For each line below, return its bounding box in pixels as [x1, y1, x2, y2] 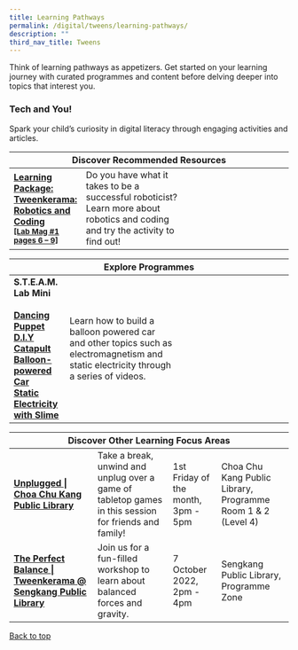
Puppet [13, 320, 45, 333]
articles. [9, 132, 39, 143]
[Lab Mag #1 [13, 226, 59, 236]
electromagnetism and [69, 348, 163, 360]
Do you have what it [85, 168, 169, 181]
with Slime [13, 409, 59, 421]
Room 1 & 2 [221, 505, 271, 517]
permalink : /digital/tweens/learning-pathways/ [9, 21, 189, 30]
